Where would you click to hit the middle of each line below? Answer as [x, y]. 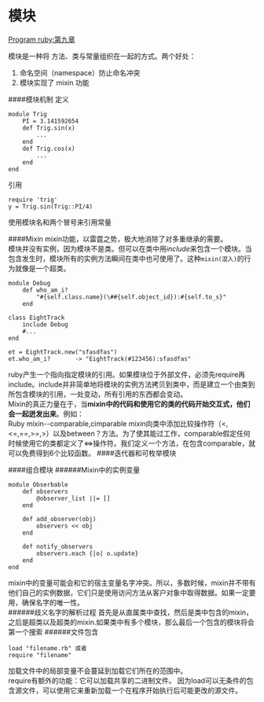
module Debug [29, 283]
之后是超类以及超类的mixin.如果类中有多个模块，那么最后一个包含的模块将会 [131, 622]
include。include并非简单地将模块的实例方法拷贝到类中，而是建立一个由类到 [132, 384]
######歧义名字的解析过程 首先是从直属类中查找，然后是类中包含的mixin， [131, 612]
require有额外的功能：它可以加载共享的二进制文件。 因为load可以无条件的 [127, 680]
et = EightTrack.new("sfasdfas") [63, 352]
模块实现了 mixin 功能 [54, 83]
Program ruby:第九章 [42, 39]
